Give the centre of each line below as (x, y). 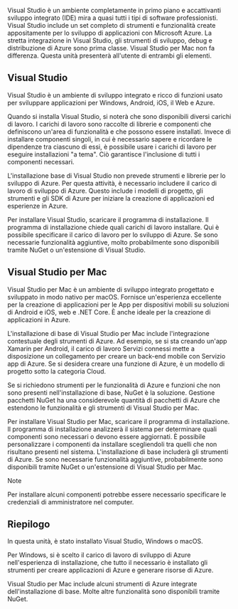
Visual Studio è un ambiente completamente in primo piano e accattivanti (114, 10)
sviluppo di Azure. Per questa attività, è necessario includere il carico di (112, 183)
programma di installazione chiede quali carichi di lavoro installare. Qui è (113, 227)
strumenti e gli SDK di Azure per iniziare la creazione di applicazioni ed (111, 198)
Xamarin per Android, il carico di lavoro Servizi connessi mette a (101, 349)
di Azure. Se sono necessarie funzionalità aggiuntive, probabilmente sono (115, 459)
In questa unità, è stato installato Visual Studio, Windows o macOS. (106, 541)
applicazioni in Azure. (39, 319)
